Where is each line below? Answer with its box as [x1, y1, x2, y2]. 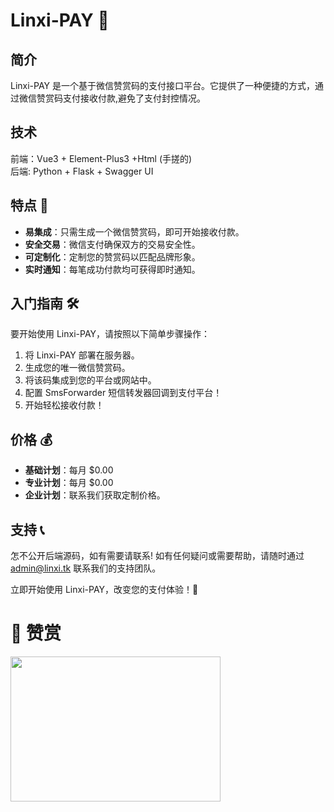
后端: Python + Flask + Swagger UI [10, 165, 154, 177]
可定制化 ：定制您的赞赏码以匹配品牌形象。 [24, 250, 201, 263]
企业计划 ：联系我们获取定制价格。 [24, 489, 166, 501]
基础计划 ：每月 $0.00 [24, 464, 114, 476]
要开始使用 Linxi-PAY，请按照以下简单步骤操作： [10, 328, 211, 340]
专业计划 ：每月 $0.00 [24, 477, 114, 489]
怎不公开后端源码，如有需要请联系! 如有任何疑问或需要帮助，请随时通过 [10, 550, 305, 562]
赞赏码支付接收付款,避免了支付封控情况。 [36, 92, 207, 104]
